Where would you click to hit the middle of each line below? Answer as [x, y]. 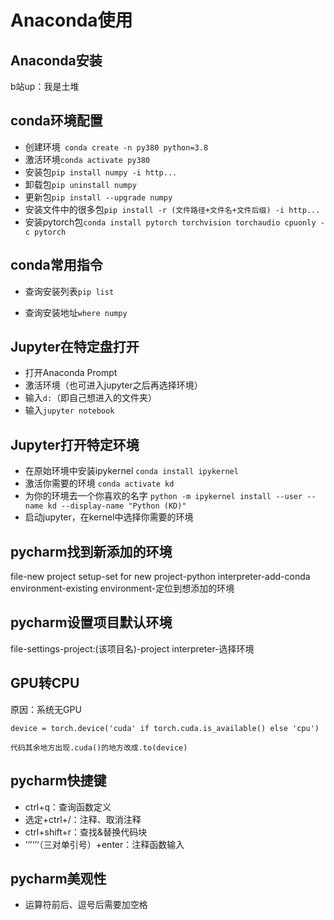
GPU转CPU [45, 683]
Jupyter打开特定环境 [75, 444]
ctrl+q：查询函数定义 [68, 807]
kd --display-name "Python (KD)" [117, 506]
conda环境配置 [56, 121]
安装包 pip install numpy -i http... [101, 172]
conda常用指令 [56, 265]
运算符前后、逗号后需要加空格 [86, 905]
